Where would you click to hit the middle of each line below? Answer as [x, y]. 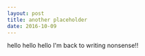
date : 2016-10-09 [32, 26]
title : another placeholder [47, 20]
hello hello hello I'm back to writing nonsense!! [73, 46]
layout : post [26, 13]
